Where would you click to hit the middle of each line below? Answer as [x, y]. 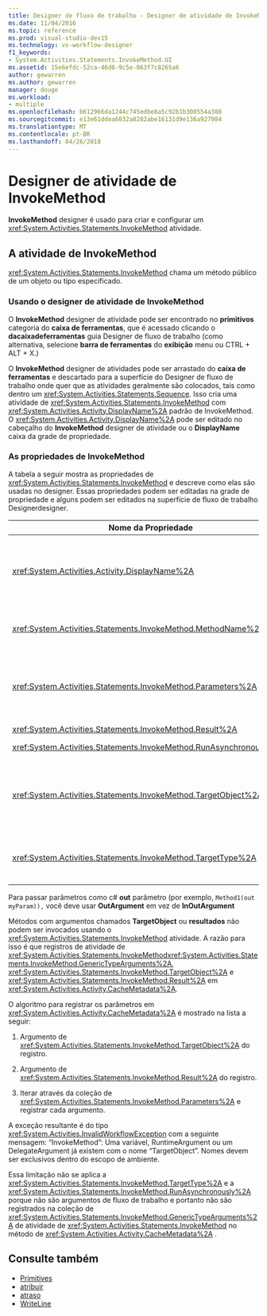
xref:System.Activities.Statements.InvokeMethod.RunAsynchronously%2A [130, 1191]
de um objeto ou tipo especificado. [66, 281]
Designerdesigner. [39, 507]
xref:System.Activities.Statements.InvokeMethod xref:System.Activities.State [133, 955]
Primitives [36, 1278]
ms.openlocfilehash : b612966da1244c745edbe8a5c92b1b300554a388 [115, 112]
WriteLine [35, 1303]
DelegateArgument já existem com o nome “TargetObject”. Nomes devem [128, 1150]
